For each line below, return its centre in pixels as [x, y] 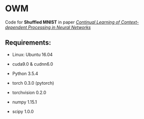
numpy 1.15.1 [24, 102]
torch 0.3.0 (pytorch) [33, 83]
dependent [16, 27]
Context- [130, 22]
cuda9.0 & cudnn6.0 [33, 64]
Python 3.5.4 [25, 73]
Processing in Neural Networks [60, 27]
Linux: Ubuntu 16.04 [32, 54]
